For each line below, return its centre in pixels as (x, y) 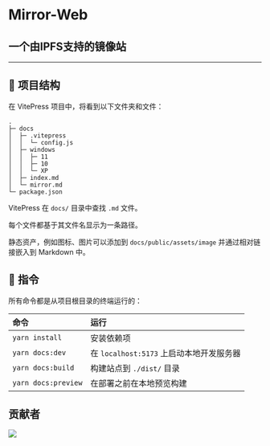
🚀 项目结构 (34, 86)
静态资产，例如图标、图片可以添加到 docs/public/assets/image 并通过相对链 (135, 242)
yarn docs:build (43, 368)
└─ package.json (35, 192)
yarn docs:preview (47, 383)
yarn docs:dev (39, 352)
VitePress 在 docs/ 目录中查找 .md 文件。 (75, 207)
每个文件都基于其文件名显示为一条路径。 (75, 225)
